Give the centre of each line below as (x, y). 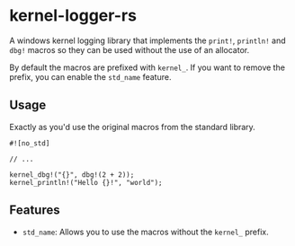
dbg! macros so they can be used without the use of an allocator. (130, 49)
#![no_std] (30, 143)
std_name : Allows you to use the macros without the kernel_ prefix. (145, 232)
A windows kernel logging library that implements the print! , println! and (147, 40)
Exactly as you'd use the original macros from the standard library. (133, 127)
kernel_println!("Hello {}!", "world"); (86, 182)
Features (35, 211)
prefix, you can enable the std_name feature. (90, 76)
